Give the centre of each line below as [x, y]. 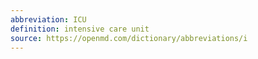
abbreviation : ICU [48, 19]
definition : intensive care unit [80, 29]
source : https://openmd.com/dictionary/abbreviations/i [129, 38]
